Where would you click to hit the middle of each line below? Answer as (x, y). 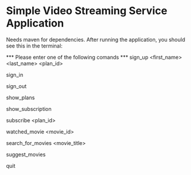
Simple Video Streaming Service (87, 11)
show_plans (21, 97)
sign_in (15, 75)
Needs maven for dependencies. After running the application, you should (95, 39)
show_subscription (29, 109)
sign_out (16, 86)
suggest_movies (26, 154)
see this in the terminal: (34, 46)
